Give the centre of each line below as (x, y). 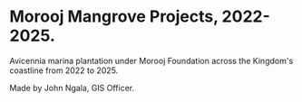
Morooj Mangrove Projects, (114, 17)
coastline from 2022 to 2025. (64, 70)
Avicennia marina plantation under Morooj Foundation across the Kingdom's (151, 60)
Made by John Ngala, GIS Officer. (72, 88)
